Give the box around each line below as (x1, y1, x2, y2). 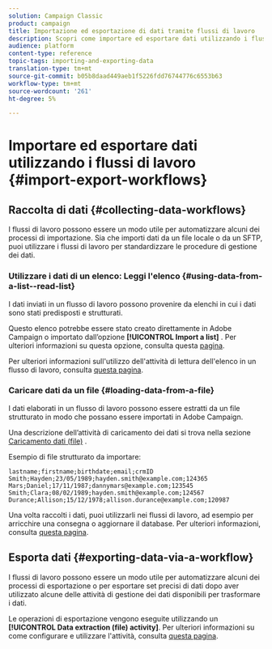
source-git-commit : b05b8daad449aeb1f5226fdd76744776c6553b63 (8, 72, 223, 80)
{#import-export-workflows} (8, 171, 208, 189)
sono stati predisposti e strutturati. (8, 308, 123, 317)
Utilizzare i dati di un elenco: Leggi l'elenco (8, 270, 181, 282)
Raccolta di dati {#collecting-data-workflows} (8, 203, 247, 217)
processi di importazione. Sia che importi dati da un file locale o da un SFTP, (8, 233, 263, 243)
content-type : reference (8, 49, 92, 57)
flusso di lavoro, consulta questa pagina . (8, 365, 144, 375)
